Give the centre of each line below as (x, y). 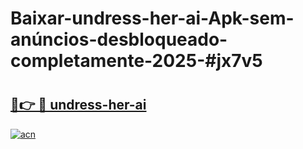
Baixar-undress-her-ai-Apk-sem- (152, 18)
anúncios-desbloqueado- (119, 39)
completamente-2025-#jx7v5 (136, 61)
